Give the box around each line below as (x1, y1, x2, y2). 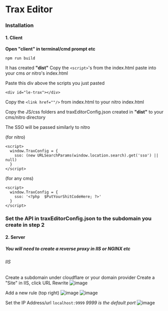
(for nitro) (5, 134, 26, 140)
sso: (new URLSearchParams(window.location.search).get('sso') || (14, 153, 159, 158)
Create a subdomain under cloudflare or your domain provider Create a (5, 275, 155, 281)
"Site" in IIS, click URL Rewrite (5, 280, 69, 286)
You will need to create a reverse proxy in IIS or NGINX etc (5, 246, 131, 252)
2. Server (5, 234, 26, 240)
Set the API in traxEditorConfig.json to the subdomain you (5, 215, 152, 222)
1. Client (5, 34, 23, 40)
